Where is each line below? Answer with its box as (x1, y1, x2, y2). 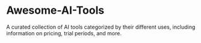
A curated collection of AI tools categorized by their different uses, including (6, 23, 196, 30)
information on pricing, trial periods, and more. (6, 29, 122, 36)
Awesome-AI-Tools (6, 4, 105, 17)
